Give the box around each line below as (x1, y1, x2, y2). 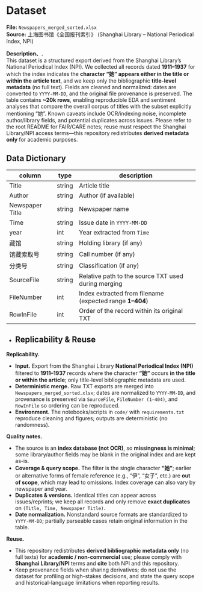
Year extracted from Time (79, 228, 150, 236)
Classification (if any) (79, 261, 139, 269)
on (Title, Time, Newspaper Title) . (14, 504, 106, 511)
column (19, 171, 41, 180)
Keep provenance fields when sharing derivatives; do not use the (14, 566, 177, 573)
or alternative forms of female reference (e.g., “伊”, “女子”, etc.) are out (14, 471, 191, 479)
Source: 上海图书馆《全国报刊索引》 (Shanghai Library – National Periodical (6, 31, 194, 38)
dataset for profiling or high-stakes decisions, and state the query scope (14, 572, 195, 579)
